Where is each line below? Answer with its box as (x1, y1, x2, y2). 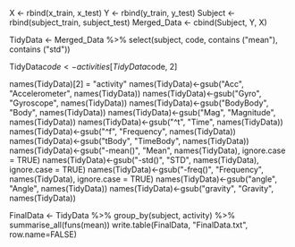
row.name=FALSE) (9, 229, 78, 240)
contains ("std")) (9, 44, 71, 55)
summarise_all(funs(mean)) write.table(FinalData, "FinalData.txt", (9, 219, 249, 230)
